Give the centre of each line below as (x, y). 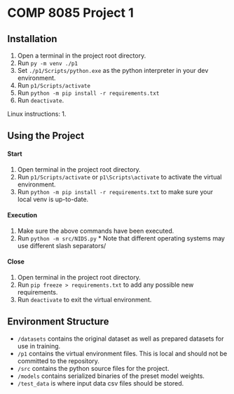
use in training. (39, 346)
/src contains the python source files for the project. (93, 368)
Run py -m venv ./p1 (48, 63)
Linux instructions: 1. (37, 114)
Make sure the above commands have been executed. (96, 231)
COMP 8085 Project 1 (71, 13)
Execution (22, 215)
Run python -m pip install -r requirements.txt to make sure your (115, 191)
